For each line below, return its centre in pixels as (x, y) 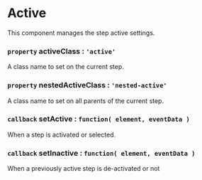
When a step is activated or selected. (61, 134)
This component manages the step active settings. (81, 33)
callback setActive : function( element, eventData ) (99, 119)
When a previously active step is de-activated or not (84, 169)
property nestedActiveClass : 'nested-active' (88, 85)
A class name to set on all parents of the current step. (86, 100)
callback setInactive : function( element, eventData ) (101, 153)
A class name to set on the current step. (66, 67)
